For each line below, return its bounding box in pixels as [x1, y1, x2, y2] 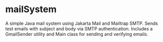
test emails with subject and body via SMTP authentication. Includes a [5, 25, 153, 31]
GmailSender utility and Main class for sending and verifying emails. [5, 31, 148, 37]
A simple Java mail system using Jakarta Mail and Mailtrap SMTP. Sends [5, 20, 158, 26]
